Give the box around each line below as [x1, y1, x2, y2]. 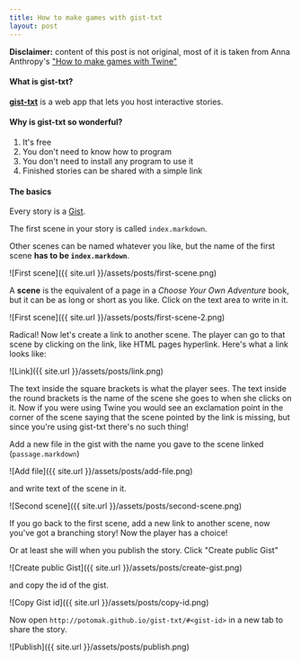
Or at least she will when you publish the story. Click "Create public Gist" [9, 545, 279, 556]
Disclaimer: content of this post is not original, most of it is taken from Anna [9, 46, 290, 57]
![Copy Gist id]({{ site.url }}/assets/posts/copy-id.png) [9, 597, 209, 608]
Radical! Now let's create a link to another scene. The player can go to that [9, 330, 286, 340]
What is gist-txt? [9, 76, 74, 87]
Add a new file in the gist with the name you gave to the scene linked [9, 439, 264, 450]
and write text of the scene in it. [9, 483, 128, 494]
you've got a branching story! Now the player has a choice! [9, 527, 228, 539]
